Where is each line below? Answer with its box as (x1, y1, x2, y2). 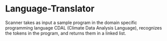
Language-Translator (5, 3, 95, 14)
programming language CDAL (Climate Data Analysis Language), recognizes (5, 24, 162, 30)
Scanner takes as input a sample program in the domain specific (5, 19, 138, 25)
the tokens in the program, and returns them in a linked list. (5, 30, 126, 36)
